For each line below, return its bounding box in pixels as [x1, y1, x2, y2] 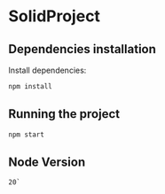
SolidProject [8, 6, 101, 27]
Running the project [8, 106, 121, 121]
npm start [8, 130, 45, 139]
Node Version [8, 154, 86, 169]
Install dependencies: [8, 65, 87, 75]
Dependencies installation [8, 42, 157, 57]
